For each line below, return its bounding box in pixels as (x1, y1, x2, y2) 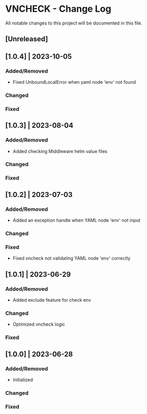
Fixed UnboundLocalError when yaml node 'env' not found (12, 79, 136, 85)
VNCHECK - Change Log (5, 3, 111, 15)
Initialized (12, 376, 33, 383)
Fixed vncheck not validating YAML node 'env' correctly (12, 255, 131, 261)
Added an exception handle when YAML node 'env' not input (12, 217, 140, 224)
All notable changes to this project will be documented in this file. (5, 20, 143, 26)
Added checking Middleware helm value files (12, 148, 108, 154)
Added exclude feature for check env (12, 297, 91, 303)
